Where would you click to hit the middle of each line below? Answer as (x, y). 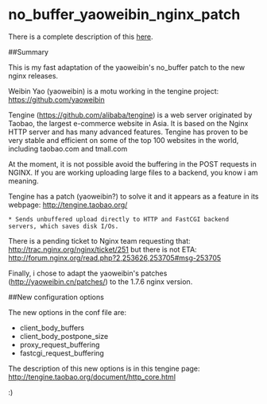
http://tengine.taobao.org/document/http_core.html (92, 377)
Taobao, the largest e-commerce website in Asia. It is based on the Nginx (128, 123)
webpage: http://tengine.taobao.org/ (68, 205)
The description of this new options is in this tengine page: (104, 368)
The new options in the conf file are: (68, 312)
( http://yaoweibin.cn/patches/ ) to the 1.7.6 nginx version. (101, 281)
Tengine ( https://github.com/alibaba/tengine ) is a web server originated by (130, 115)
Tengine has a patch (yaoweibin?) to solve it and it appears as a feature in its (133, 196)
